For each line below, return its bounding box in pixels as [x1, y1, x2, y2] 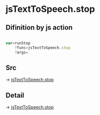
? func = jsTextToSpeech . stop [14, 45, 71, 50]
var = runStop [5, 41, 30, 46]
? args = [14, 50, 28, 55]
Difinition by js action [5, 23, 73, 32]
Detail [5, 91, 24, 100]
